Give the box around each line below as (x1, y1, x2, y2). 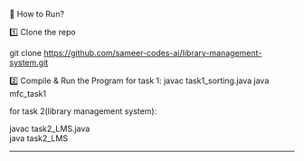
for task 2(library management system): (9, 106, 157, 117)
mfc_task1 (9, 89, 47, 99)
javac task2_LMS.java (9, 123, 90, 134)
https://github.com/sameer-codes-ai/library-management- (43, 48, 262, 58)
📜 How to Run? (9, 9, 65, 19)
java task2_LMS (9, 133, 69, 144)
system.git (9, 57, 49, 68)
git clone (9, 48, 43, 58)
